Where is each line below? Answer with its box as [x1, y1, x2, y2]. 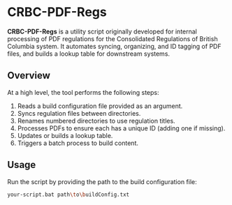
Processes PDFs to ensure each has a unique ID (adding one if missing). [17, 123, 226, 132]
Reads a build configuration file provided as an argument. [17, 102, 183, 110]
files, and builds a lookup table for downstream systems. [7, 50, 170, 58]
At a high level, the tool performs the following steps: [7, 88, 159, 96]
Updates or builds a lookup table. [17, 131, 113, 139]
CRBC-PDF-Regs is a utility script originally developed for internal [7, 27, 197, 36]
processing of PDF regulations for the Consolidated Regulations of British [7, 34, 218, 43]
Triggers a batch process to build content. [17, 139, 138, 147]
